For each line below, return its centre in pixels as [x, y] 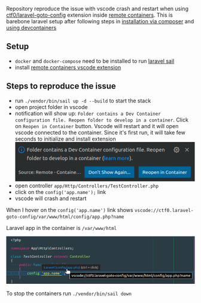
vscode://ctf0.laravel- [164, 210]
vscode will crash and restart [51, 198]
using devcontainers [31, 28]
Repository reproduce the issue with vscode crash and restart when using [97, 9]
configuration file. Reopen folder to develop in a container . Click [101, 120]
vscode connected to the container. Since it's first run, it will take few [100, 132]
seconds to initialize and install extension [65, 139]
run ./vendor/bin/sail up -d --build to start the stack [83, 101]
